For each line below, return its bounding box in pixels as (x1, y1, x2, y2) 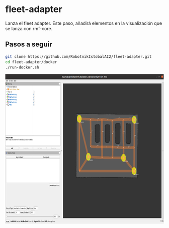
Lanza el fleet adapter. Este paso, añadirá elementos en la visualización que (5, 20, 162, 26)
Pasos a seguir (5, 40, 52, 49)
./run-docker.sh (5, 64, 39, 70)
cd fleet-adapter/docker (5, 59, 57, 64)
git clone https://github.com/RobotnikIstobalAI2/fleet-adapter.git (5, 54, 152, 59)
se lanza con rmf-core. (5, 25, 53, 31)
